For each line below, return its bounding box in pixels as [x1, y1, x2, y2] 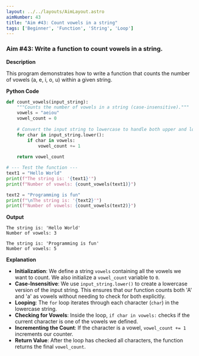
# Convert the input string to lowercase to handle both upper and [17, 126, 187, 132]
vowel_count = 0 [17, 116, 57, 121]
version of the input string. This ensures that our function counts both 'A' [14, 287, 192, 294]
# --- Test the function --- [6, 165, 78, 171]
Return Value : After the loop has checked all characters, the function [14, 337, 184, 344]
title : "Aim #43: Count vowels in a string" [6, 20, 118, 25]
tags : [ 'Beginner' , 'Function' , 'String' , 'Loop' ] [6, 25, 134, 31]
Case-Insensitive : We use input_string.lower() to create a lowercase [14, 280, 188, 287]
